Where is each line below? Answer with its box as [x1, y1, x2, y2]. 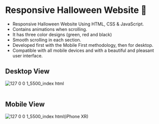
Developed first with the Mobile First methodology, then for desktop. [12, 42, 153, 48]
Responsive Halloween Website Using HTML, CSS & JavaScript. [12, 21, 144, 27]
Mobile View [5, 100, 45, 109]
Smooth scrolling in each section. [12, 37, 81, 43]
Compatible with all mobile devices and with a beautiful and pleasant [12, 47, 154, 53]
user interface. [12, 52, 43, 59]
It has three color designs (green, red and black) [12, 31, 112, 37]
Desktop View [5, 67, 50, 76]
